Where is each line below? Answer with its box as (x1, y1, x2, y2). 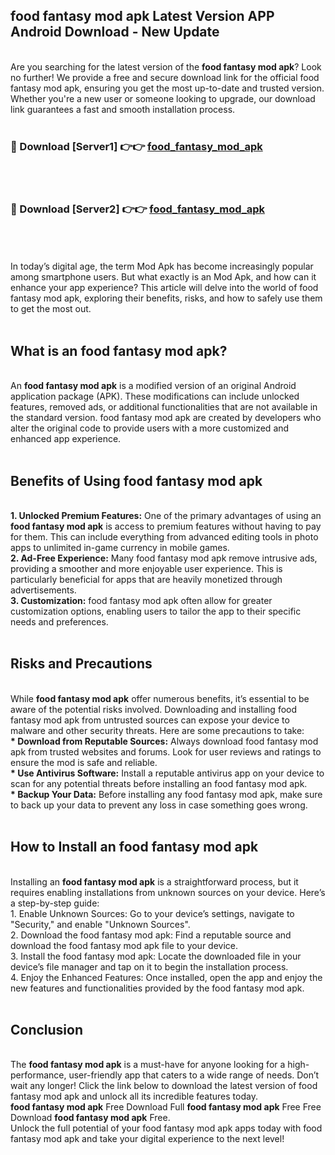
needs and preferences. (10, 616, 109, 628)
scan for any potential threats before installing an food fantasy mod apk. (10, 777, 308, 789)
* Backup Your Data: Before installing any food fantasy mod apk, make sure (10, 788, 323, 800)
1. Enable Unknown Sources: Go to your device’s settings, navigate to (10, 907, 295, 919)
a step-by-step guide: (10, 897, 100, 909)
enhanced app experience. (10, 433, 122, 445)
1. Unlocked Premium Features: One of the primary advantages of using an (10, 510, 322, 522)
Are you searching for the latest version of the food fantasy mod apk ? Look (10, 60, 322, 73)
